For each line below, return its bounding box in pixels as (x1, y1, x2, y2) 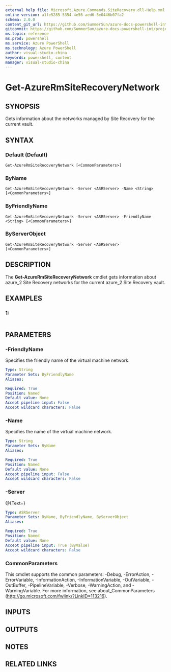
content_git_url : (5, 21, 42, 27)
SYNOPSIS (5, 102, 40, 110)
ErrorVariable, (5, 576, 35, 583)
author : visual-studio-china (5, 50, 67, 55)
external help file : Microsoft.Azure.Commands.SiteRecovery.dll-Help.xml (5, 7, 165, 13)
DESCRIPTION (5, 260, 51, 269)
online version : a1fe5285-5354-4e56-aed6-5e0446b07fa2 (5, 12, 124, 17)
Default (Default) (5, 151, 48, 158)
